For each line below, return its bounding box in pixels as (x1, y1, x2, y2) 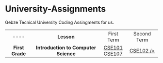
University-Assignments (5, 3, 106, 15)
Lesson (57, 33, 75, 40)
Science (56, 50, 76, 57)
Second (133, 30, 151, 37)
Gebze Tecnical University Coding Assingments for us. (5, 19, 114, 25)
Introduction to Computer (36, 44, 96, 51)
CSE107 (103, 50, 123, 57)
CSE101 (103, 44, 123, 51)
